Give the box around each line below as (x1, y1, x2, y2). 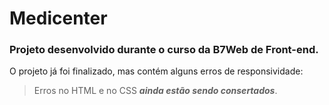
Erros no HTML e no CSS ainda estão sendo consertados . (33, 85, 278, 97)
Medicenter (9, 7, 108, 30)
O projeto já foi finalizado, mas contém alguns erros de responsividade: (9, 65, 304, 77)
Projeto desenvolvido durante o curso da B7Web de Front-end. (9, 43, 319, 57)
